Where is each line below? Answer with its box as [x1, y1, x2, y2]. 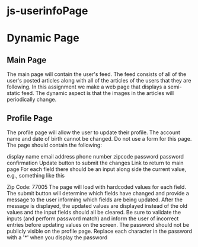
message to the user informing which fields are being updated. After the [7, 196, 183, 203]
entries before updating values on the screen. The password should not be [7, 221, 189, 228]
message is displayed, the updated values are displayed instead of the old [7, 202, 188, 209]
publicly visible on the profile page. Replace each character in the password [7, 227, 192, 235]
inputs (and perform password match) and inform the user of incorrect [7, 215, 179, 222]
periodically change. [7, 96, 57, 103]
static [7, 90, 20, 97]
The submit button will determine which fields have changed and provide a [7, 190, 189, 197]
